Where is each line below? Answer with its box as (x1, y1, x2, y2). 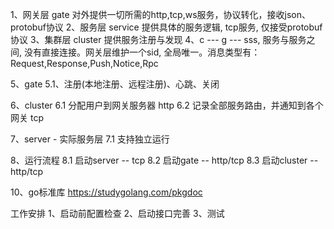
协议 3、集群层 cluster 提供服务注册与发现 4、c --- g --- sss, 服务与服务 (10, 34, 307, 45)
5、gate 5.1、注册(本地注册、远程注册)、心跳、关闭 (10, 78, 220, 90)
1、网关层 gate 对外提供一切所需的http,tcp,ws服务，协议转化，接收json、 (10, 9, 312, 20)
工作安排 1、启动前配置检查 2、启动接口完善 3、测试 (10, 208, 225, 219)
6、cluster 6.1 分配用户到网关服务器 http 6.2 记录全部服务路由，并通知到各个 (10, 99, 324, 111)
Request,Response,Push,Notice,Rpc (10, 58, 159, 69)
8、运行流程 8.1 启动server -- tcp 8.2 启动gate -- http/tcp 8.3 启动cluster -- (10, 154, 319, 166)
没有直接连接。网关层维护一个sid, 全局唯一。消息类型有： (23, 46, 261, 58)
